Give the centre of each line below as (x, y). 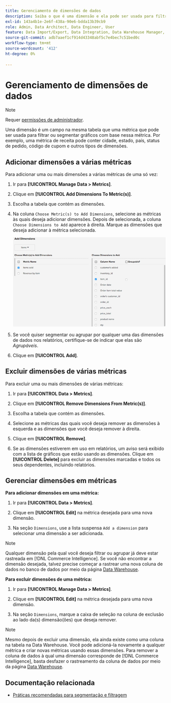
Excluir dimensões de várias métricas (66, 372)
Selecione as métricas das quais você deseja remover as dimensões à (86, 423)
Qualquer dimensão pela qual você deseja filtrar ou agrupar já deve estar (82, 553)
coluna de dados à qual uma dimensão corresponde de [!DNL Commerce (82, 656)
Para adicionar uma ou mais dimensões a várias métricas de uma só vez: (82, 174)
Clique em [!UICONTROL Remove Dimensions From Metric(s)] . (79, 404)
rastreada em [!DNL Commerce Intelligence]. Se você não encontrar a (78, 559)
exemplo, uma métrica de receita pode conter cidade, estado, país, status (82, 141)
